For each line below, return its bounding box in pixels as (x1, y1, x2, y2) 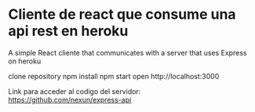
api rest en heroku (8, 22, 129, 40)
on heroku (8, 56, 42, 66)
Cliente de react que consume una (8, 5, 237, 23)
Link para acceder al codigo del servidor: (8, 86, 141, 96)
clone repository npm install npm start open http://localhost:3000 (8, 71, 220, 81)
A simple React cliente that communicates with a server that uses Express (8, 48, 247, 57)
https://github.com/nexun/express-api (8, 95, 132, 104)
